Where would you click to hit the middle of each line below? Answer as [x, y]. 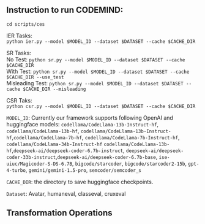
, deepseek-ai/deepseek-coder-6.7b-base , [106, 156]
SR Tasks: [19, 53]
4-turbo [16, 170]
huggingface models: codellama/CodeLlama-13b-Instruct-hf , [83, 124]
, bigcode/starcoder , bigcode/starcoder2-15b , [129, 163]
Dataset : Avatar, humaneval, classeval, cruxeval [66, 193]
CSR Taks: [19, 100]
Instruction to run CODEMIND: [65, 10]
